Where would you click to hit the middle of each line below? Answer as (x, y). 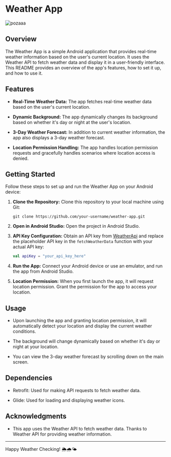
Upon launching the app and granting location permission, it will (79, 321)
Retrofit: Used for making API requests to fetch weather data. (77, 390)
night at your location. (36, 347)
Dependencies (29, 378)
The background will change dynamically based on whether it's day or (86, 341)
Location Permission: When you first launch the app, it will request (83, 281)
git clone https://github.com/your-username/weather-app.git (79, 217)
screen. (21, 362)
